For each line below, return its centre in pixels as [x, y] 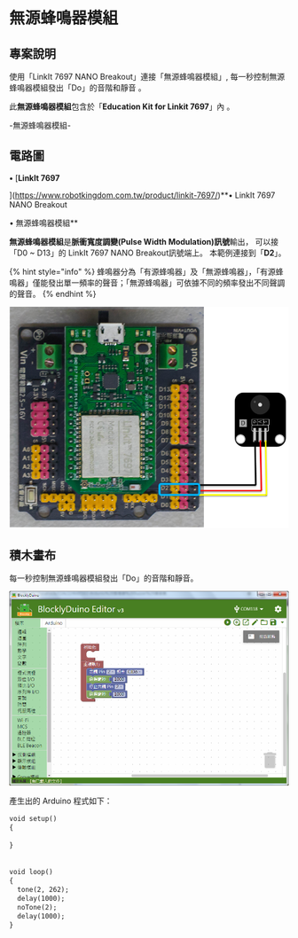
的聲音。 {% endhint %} [53, 293]
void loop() [31, 872]
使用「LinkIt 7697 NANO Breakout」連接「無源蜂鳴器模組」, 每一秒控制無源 [147, 77]
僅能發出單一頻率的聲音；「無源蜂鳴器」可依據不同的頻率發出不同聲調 [159, 282]
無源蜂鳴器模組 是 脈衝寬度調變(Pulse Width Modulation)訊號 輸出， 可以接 [144, 241]
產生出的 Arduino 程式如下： [61, 801]
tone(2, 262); [43, 889]
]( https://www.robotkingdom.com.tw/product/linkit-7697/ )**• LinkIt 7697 [142, 195]
